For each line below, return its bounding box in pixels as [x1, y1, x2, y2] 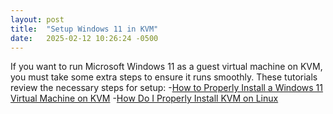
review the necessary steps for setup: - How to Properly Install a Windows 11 [10, 82, 324, 94]
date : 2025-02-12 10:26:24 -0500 [10, 33, 159, 43]
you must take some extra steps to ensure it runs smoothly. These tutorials [10, 71, 318, 83]
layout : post [10, 14, 65, 25]
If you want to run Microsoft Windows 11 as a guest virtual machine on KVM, [10, 61, 323, 73]
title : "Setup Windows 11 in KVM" [10, 24, 159, 34]
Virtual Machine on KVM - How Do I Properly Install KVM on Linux [10, 92, 279, 105]
